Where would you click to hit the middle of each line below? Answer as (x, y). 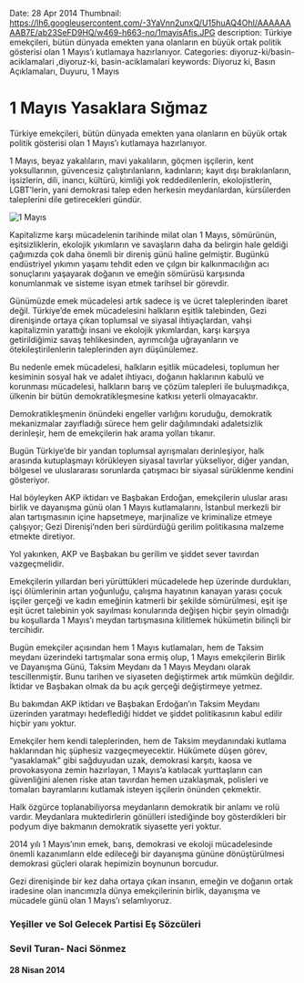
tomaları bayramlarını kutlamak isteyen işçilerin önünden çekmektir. (136, 789)
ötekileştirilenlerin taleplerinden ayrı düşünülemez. (104, 349)
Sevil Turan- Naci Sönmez (68, 948)
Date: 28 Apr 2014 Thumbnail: (66, 13)
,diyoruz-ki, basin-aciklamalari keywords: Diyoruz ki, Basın (166, 62)
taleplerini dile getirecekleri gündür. (76, 199)
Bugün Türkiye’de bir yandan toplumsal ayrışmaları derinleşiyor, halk (137, 450)
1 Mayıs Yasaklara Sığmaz (109, 108)
